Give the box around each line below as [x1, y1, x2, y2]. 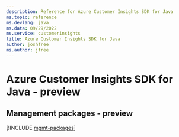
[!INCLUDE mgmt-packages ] [6, 124, 76, 131]
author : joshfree [6, 42, 49, 48]
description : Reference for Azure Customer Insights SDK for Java [6, 8, 174, 15]
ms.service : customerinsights [6, 31, 81, 37]
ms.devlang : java [6, 19, 49, 25]
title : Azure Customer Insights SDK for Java [6, 36, 120, 42]
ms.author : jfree [6, 47, 49, 53]
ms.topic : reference [6, 14, 57, 20]
